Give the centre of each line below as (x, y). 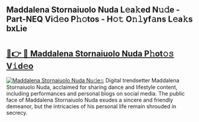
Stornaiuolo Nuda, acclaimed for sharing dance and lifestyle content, (92, 87)
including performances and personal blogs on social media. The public (96, 93)
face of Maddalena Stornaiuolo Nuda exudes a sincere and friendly (90, 100)
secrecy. (17, 113)
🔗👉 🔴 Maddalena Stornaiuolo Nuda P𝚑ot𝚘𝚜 (90, 53)
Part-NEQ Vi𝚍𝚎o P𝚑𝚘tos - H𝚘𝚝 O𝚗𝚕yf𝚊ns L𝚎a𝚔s (100, 20)
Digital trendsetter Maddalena (142, 80)
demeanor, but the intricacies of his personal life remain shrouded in (91, 106)
